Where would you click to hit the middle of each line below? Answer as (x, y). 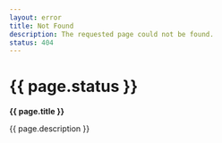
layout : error (36, 17)
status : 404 (31, 42)
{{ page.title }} (37, 112)
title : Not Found (42, 26)
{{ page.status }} (74, 87)
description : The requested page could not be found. (112, 34)
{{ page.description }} (50, 129)
